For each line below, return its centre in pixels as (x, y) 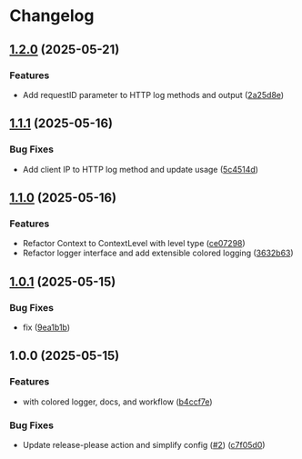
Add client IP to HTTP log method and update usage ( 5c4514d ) (141, 169)
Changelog (52, 16)
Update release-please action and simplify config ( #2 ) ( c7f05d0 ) (144, 444)
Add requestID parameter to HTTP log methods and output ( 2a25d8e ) (153, 95)
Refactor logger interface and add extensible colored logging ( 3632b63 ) (158, 253)
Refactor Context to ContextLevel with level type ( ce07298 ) (134, 244)
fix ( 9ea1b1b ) (46, 327)
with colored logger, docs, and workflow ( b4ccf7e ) (117, 402)
